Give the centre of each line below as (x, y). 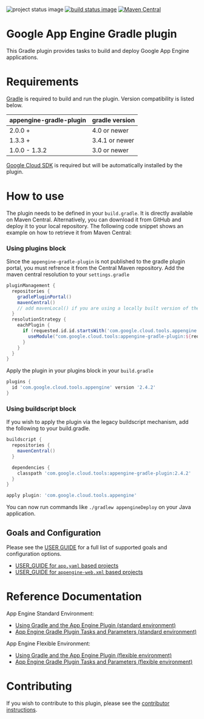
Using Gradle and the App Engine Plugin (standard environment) (95, 625)
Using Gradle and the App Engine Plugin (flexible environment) (93, 655)
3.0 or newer (110, 150)
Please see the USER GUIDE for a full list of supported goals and (87, 547)
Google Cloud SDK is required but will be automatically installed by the (94, 165)
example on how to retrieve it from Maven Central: (69, 232)
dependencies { (31, 467)
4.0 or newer (110, 130)
